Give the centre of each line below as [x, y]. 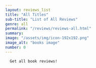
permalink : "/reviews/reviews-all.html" [49, 29]
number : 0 [16, 47]
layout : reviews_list [28, 10]
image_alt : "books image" [32, 43]
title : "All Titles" [27, 15]
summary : [14, 33]
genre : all [17, 24]
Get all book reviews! [34, 61]
